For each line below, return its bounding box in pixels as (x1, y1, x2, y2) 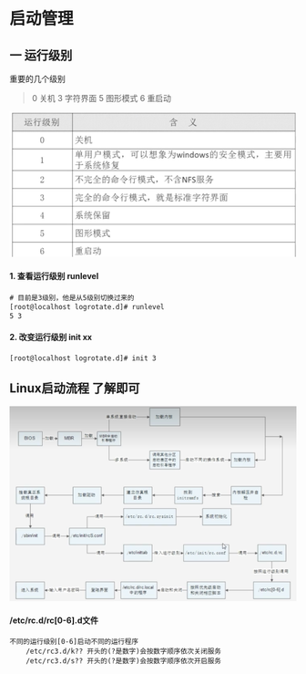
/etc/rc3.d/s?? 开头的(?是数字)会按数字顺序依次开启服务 (25, 657, 221, 666)
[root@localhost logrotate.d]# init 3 (9, 353, 157, 363)
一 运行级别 (9, 47, 73, 63)
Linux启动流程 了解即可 (9, 380, 140, 397)
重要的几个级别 (9, 74, 66, 84)
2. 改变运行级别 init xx (9, 332, 93, 343)
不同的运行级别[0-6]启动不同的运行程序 (9, 638, 139, 647)
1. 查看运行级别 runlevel (9, 271, 99, 282)
